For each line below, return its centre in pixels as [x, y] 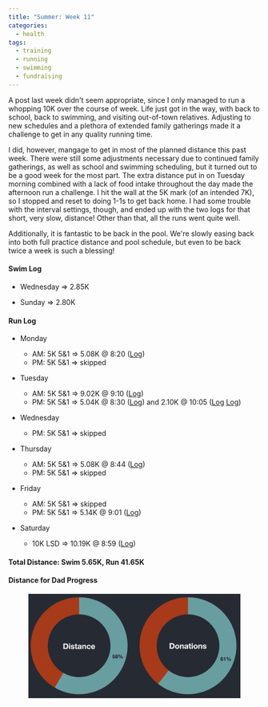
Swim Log [25, 269]
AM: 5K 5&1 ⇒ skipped [69, 504]
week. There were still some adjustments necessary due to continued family [134, 158]
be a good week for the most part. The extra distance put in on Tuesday [127, 175]
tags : [17, 43]
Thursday [36, 449]
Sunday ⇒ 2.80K [48, 302]
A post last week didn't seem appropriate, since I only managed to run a [127, 100]
